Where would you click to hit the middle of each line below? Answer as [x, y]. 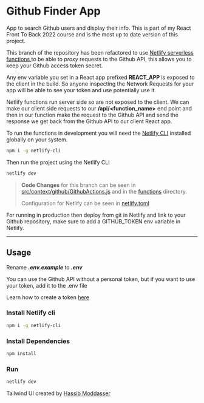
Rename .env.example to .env [45, 267]
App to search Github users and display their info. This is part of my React [99, 28]
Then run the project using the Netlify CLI [58, 162]
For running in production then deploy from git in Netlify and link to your [96, 215]
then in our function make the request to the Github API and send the [93, 115]
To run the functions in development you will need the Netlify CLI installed [99, 133]
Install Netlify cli [31, 313]
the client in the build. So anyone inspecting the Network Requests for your [100, 84]
